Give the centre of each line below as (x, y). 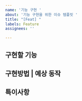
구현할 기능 (21, 55)
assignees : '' (20, 29)
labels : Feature (22, 24)
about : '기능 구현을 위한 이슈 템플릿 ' (41, 15)
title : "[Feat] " (23, 19)
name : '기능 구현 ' (23, 10)
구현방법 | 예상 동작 (33, 73)
